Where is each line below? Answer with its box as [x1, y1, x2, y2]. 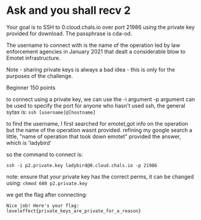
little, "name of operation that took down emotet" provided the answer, [6, 133, 182, 140]
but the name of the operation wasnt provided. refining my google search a [6, 126, 193, 133]
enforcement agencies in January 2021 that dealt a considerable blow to [6, 47, 186, 55]
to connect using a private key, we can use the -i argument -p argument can [6, 96, 196, 103]
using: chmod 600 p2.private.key [6, 179, 88, 186]
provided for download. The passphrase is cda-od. [6, 29, 132, 37]
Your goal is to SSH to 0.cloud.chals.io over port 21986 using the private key [6, 23, 195, 31]
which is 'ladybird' [6, 139, 52, 146]
